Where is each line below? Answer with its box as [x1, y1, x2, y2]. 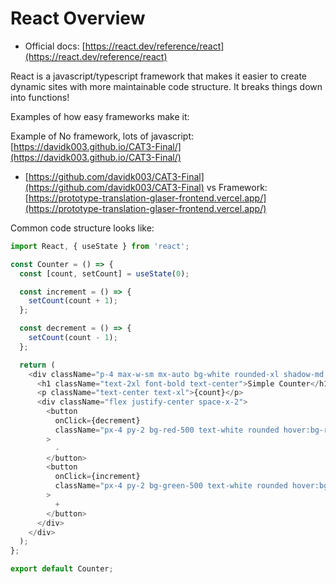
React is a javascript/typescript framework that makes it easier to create [10, 70, 308, 82]
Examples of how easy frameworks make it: [10, 110, 190, 122]
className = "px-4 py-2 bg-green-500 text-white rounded [54, 481, 288, 491]
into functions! [10, 91, 70, 103]
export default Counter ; [10, 564, 114, 574]
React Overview [10, 7, 146, 30]
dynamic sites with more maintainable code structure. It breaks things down [10, 80, 323, 92]
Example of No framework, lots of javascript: [10, 130, 195, 142]
